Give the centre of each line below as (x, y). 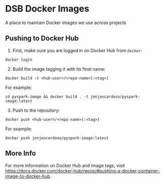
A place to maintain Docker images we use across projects (66, 23)
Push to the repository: (36, 110)
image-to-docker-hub (28, 176)
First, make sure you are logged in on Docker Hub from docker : (77, 50)
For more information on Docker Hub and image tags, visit (65, 165)
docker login (19, 60)
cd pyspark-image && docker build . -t (47, 97)
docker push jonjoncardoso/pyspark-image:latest (57, 138)
